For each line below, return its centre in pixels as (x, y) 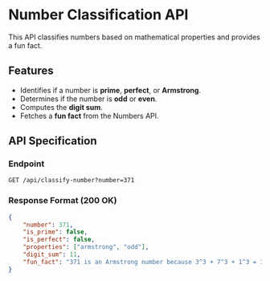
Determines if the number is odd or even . (88, 99)
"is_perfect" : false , (59, 240)
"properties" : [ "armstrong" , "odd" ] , (86, 247)
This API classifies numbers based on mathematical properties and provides (135, 37)
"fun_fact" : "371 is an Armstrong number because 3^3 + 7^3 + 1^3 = (140, 262)
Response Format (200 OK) (63, 201)
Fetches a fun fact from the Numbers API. (89, 116)
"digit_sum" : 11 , (52, 255)
